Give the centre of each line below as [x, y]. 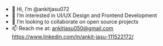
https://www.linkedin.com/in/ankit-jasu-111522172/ [73, 37]
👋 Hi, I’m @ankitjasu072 [40, 9]
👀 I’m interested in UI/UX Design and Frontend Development [84, 15]
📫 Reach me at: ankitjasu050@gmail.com [62, 28]
